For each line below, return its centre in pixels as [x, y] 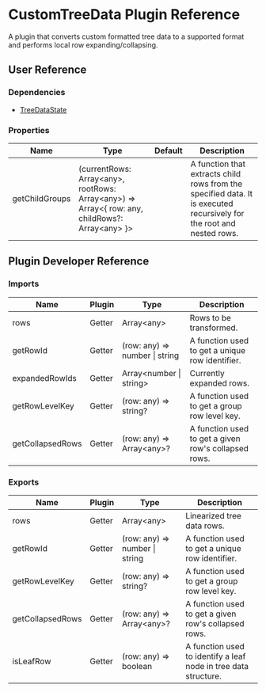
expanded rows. [220, 383]
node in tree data [217, 666]
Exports [24, 482]
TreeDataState [43, 109]
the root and [213, 223]
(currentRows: [105, 169]
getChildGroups [42, 198]
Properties [29, 130]
